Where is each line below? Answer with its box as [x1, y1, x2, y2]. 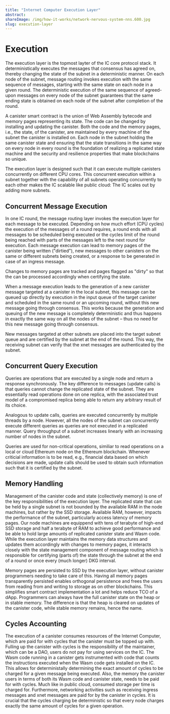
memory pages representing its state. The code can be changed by [5, 118, 146, 125]
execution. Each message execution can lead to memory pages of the [5, 243, 151, 248]
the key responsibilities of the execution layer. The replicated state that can [5, 498, 162, 504]
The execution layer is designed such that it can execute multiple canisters [5, 166, 161, 172]
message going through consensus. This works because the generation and [5, 305, 164, 311]
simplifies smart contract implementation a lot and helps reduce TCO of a [5, 588, 158, 595]
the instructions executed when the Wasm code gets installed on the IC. [5, 660, 155, 666]
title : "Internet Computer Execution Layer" [5, 7, 101, 13]
